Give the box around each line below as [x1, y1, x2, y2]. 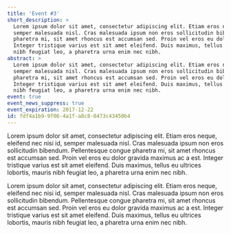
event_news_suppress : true [7, 100, 85, 107]
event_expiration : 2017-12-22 [7, 106, 94, 113]
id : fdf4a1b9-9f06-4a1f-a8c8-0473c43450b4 [7, 112, 131, 119]
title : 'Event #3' [7, 10, 60, 17]
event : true [7, 94, 41, 101]
